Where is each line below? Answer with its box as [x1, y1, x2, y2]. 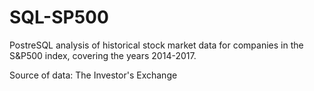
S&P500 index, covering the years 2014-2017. [9, 49, 197, 61]
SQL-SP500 [9, 6, 109, 29]
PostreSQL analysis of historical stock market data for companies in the [9, 39, 304, 51]
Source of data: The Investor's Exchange [9, 69, 178, 81]
